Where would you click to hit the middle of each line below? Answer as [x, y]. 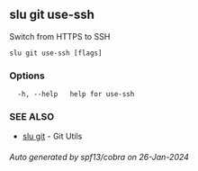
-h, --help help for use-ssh [76, 94]
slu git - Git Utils [52, 136]
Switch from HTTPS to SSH [60, 36]
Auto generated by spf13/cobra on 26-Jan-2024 [99, 157]
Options [27, 76]
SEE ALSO [32, 117]
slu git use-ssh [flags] [56, 53]
